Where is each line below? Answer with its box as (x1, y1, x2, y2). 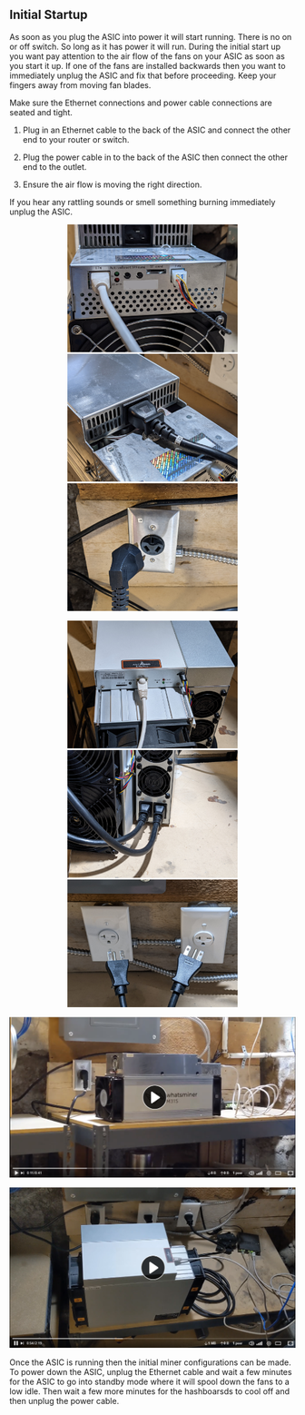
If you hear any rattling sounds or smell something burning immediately (9, 196, 276, 207)
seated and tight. (9, 106, 73, 117)
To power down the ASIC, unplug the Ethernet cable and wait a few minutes (9, 1366, 292, 1377)
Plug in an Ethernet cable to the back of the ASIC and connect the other (22, 124, 291, 135)
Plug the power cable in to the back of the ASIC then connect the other (22, 152, 289, 163)
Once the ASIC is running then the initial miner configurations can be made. (9, 1357, 292, 1368)
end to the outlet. (22, 161, 87, 172)
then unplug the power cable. (9, 1395, 120, 1406)
